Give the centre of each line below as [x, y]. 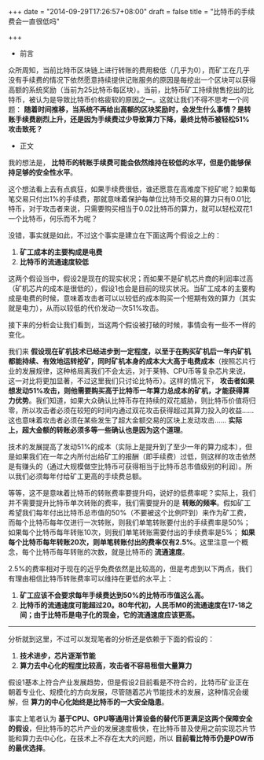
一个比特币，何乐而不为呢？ [53, 218]
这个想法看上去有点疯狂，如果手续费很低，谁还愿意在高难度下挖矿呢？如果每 [132, 189]
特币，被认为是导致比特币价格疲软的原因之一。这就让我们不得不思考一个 [125, 100]
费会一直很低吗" [34, 21]
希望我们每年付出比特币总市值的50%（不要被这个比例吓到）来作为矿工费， [129, 513]
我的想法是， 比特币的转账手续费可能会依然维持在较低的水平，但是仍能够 [126, 162]
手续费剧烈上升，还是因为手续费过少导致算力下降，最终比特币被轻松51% [132, 119]
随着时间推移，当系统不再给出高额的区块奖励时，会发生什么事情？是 [134, 109]
